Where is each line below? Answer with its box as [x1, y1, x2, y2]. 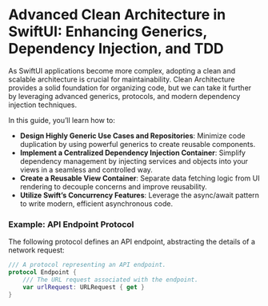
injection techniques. [8, 100, 78, 109]
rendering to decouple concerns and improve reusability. [19, 181, 208, 191]
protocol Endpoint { [8, 268, 78, 276]
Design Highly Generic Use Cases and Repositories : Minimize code [19, 130, 246, 141]
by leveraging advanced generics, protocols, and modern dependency [8, 91, 241, 101]
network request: [8, 245, 66, 255]
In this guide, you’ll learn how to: [8, 115, 116, 125]
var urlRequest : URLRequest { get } [22, 283, 146, 291]
